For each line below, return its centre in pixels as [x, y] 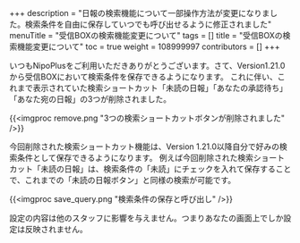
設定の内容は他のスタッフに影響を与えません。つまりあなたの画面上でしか [146, 218]
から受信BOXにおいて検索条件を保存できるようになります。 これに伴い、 [143, 77]
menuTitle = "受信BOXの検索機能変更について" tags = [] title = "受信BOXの [146, 35]
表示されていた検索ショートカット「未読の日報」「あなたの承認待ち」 [160, 88]
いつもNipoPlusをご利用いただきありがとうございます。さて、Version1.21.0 [147, 66]
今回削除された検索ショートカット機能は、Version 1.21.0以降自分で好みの [145, 147]
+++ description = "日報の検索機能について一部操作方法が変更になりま [140, 13]
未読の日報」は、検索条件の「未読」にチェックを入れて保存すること [166, 169]
